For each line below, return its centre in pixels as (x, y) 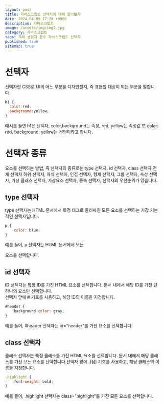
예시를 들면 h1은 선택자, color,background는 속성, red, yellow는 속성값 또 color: (82, 126)
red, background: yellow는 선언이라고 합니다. (49, 132)
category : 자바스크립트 (26, 32)
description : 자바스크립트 (29, 23)
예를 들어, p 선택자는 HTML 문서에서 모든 (45, 245)
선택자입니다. (27, 216)
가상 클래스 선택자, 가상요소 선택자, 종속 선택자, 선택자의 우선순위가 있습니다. (84, 180)
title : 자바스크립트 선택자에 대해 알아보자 (43, 14)
